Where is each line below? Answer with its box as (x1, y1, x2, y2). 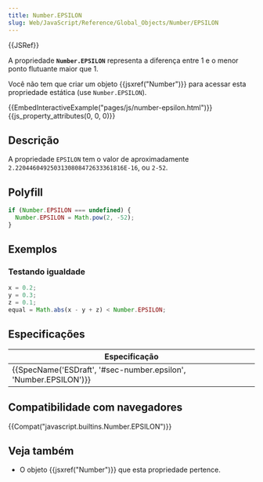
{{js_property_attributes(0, (8, 111, 93, 120)
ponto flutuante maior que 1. (8, 64, 99, 73)
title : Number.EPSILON (8, 11, 82, 20)
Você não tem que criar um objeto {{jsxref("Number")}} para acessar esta (8, 79, 247, 89)
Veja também (8, 444, 74, 458)
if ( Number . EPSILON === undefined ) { (8, 206, 131, 214)
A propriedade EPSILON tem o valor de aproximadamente (8, 155, 189, 164)
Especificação (104, 351, 159, 362)
